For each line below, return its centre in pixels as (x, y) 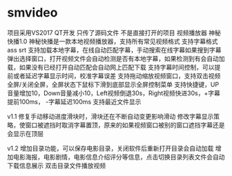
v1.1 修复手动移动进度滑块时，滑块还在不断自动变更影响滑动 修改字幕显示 (110, 116)
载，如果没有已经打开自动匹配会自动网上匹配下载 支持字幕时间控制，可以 (111, 67)
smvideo (32, 13)
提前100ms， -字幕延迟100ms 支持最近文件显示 (74, 101)
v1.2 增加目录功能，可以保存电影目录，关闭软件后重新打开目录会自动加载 (110, 148)
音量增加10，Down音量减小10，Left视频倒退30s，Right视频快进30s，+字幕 (114, 93)
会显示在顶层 (25, 133)
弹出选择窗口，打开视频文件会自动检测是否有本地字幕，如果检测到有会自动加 (116, 58)
